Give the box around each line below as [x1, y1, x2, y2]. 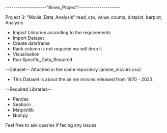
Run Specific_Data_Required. [12, 57, 74, 63]
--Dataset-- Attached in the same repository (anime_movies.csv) [5, 66, 142, 72]
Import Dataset [12, 35, 44, 41]
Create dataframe [12, 40, 50, 46]
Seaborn [12, 101, 31, 108]
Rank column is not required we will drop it [12, 46, 102, 51]
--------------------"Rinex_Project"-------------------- [5, 5, 121, 10]
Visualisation [12, 51, 40, 57]
